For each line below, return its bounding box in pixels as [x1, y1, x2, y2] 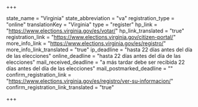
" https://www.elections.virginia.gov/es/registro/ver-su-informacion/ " [6, 77, 174, 85]
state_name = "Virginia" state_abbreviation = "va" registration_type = [6, 15, 175, 21]
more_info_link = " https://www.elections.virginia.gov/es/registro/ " [6, 40, 166, 47]
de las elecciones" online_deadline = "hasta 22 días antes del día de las [6, 53, 181, 59]
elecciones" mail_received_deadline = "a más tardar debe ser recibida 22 [6, 59, 185, 66]
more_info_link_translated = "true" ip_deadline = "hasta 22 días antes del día [6, 46, 193, 53]
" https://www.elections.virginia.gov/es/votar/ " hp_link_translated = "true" [6, 27, 185, 34]
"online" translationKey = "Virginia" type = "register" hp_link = [6, 21, 158, 28]
